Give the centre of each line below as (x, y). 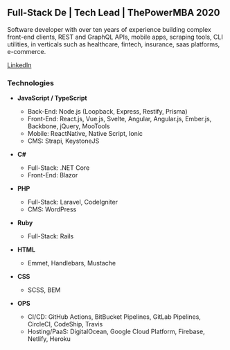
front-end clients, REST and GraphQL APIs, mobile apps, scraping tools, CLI (115, 37)
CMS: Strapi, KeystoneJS (63, 141)
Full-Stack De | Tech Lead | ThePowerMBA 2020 (114, 13)
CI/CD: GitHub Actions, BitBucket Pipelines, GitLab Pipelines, (114, 317)
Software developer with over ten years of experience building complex (109, 29)
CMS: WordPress (52, 209)
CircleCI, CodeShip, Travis (65, 324)
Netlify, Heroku (49, 339)
